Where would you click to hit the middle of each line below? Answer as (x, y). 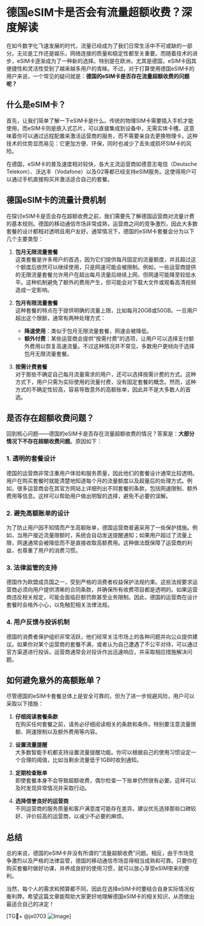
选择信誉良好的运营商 (42, 801)
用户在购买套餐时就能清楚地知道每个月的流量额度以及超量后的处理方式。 (97, 481)
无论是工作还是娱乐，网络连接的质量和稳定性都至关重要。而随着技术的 (104, 53)
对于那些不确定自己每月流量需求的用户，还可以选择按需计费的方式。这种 (105, 374)
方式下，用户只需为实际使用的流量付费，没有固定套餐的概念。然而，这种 (105, 381)
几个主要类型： (25, 238)
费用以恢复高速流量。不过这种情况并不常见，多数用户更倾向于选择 (112, 346)
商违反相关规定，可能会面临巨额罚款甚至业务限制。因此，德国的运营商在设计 (102, 597)
